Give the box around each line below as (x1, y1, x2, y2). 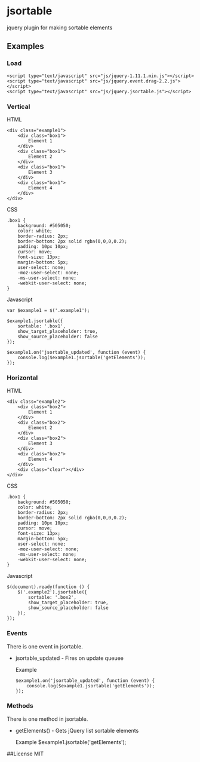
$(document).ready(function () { (7, 584, 90, 590)
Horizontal (7, 374, 38, 382)
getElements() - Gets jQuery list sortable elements (15, 727, 139, 734)
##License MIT (7, 750, 44, 757)
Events (7, 629, 27, 638)
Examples (7, 41, 44, 51)
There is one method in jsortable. (7, 715, 88, 723)
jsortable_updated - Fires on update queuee (15, 654, 124, 662)
